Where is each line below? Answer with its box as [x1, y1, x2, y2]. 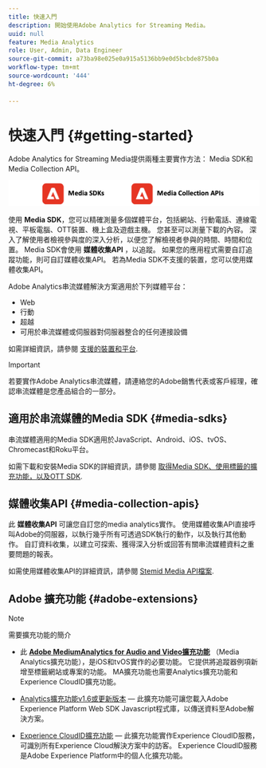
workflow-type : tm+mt [8, 64, 80, 72]
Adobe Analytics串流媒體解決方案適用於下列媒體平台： [8, 282, 188, 291]
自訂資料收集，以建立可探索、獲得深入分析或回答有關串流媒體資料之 [23, 539, 248, 549]
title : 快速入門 [8, 13, 57, 21]
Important [8, 360, 41, 369]
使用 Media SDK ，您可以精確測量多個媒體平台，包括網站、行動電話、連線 [8, 215, 250, 224]
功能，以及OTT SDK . [14, 471, 83, 481]
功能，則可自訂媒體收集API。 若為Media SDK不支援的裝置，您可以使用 [14, 254, 247, 264]
